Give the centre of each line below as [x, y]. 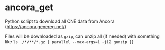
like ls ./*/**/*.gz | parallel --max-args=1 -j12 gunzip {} [70, 41]
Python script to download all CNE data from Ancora [60, 21]
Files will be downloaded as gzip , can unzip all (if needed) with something [82, 36]
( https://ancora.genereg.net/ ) [36, 26]
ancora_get [29, 7]
